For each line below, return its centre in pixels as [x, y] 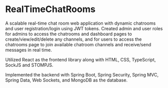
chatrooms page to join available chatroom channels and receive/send [78, 44]
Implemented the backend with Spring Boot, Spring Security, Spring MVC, [82, 74]
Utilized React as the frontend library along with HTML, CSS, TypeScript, [80, 59]
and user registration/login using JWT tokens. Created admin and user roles [84, 28]
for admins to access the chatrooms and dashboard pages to [69, 34]
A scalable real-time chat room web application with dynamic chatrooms [80, 23]
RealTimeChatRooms [50, 9]
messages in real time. [29, 50]
